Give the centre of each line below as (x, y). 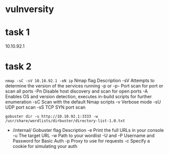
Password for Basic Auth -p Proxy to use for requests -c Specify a (81, 141)
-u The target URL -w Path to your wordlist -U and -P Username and (83, 136)
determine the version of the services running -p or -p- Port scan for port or (84, 86)
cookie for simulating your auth (45, 146)
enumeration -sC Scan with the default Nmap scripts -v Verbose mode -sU (83, 102)
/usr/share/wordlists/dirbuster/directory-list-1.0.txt (65, 121)
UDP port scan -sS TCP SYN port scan (45, 107)
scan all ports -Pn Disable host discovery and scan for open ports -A (76, 91)
